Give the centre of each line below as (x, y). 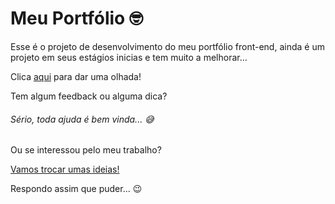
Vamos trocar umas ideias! (65, 169)
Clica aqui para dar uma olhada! (76, 76)
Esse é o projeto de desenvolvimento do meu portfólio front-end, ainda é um (167, 46)
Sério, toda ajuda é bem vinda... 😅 (82, 119)
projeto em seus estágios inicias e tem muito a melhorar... (129, 57)
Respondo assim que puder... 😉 (76, 189)
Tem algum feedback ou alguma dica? (89, 96)
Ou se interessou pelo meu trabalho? (86, 150)
